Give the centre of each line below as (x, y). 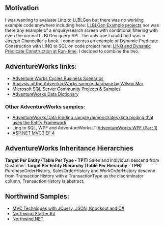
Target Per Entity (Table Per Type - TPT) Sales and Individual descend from (82, 160)
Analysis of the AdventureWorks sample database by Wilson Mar (78, 83)
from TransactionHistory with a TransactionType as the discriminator (74, 176)
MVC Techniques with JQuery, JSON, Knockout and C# (68, 208)
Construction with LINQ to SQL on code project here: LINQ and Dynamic (78, 46)
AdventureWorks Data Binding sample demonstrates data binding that (83, 117)
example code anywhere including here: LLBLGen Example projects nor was (82, 25)
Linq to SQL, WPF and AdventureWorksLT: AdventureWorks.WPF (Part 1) (85, 127)
